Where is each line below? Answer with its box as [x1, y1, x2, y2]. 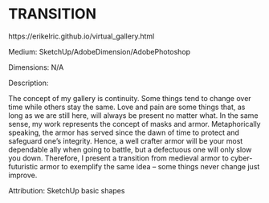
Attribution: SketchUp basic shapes [8, 185, 125, 195]
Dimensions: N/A [8, 62, 64, 72]
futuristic [8, 161, 39, 171]
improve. [8, 170, 38, 180]
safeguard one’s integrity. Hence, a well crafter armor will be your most [8, 136, 243, 145]
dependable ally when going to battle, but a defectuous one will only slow [8, 144, 252, 154]
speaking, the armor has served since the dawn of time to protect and [8, 128, 239, 137]
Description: [8, 78, 49, 87]
